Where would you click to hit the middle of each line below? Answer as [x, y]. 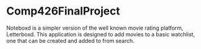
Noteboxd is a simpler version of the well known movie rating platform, [95, 28]
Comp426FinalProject [63, 11]
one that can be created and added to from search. [70, 41]
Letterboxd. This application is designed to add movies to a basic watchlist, [100, 34]
